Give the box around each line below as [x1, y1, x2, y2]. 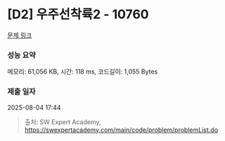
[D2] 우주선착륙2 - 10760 [7, 6, 149, 22]
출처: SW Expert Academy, [24, 117, 101, 126]
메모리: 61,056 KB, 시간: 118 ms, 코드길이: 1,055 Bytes [7, 67, 158, 76]
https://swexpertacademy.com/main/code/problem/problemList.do [24, 126, 219, 134]
